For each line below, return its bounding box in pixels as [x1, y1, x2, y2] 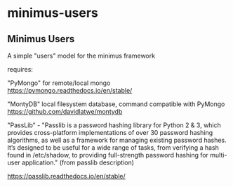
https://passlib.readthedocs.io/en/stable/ [7, 172, 126, 180]
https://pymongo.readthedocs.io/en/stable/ [7, 86, 133, 94]
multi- [210, 151, 227, 159]
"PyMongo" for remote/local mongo [7, 79, 111, 87]
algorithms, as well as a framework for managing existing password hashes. [7, 136, 227, 144]
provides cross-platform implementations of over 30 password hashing [7, 129, 213, 136]
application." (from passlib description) [22, 158, 135, 167]
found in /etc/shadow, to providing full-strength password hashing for [7, 151, 209, 159]
